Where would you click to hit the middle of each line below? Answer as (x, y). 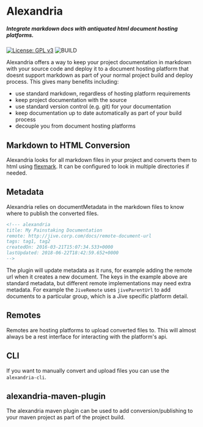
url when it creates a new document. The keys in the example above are (97, 277)
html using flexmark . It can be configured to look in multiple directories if (98, 166)
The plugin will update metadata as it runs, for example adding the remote (99, 270)
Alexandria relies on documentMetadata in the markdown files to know (95, 206)
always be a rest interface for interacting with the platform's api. (87, 337)
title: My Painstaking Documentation (54, 230)
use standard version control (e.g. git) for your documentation (93, 107)
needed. (17, 173)
